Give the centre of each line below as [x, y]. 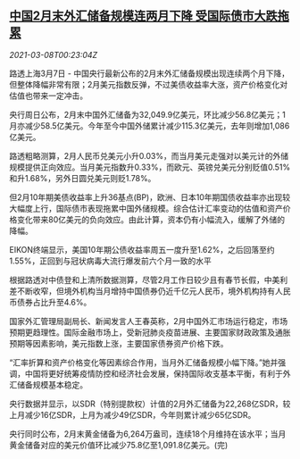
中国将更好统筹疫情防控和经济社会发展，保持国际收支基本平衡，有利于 [154, 373]
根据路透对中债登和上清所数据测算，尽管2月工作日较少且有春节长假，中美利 [149, 280]
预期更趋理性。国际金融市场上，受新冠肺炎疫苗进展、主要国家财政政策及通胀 [150, 332]
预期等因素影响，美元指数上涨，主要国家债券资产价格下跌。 [119, 343]
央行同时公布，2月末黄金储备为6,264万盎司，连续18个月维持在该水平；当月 [148, 434]
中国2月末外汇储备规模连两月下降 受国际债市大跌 [144, 16]
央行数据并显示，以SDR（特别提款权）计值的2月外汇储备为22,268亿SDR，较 [150, 404]
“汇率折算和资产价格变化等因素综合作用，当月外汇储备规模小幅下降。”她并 [144, 362]
